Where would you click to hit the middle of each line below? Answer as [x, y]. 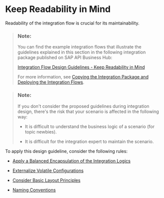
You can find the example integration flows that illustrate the [79, 47]
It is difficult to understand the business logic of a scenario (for [90, 126]
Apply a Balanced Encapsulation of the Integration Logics [71, 160]
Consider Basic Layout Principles [46, 180]
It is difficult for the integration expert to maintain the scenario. [89, 141]
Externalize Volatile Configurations [48, 170]
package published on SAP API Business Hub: [65, 57]
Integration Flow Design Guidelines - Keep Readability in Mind [81, 67]
